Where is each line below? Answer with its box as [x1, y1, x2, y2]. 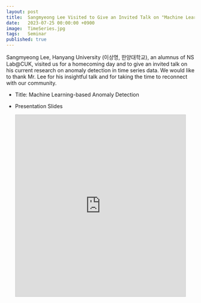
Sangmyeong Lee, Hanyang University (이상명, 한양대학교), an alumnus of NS [6, 54, 194, 60]
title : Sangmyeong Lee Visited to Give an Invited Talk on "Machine [6, 14, 184, 20]
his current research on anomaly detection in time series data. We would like [6, 67, 195, 74]
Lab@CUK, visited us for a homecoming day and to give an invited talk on [6, 60, 187, 68]
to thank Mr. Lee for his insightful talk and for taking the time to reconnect [6, 73, 188, 80]
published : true [6, 36, 47, 42]
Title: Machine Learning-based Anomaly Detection [14, 91, 139, 98]
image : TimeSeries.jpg [6, 25, 66, 32]
